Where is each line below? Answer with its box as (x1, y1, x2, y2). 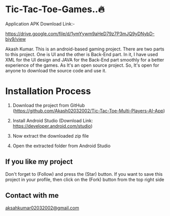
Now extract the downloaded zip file (12, 132, 89, 139)
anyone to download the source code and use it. (5, 67, 107, 73)
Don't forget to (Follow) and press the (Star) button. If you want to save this (5, 171, 163, 177)
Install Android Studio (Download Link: (12, 117, 93, 123)
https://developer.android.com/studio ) (12, 123, 93, 129)
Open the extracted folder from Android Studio (12, 143, 111, 149)
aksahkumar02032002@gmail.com (5, 205, 79, 211)
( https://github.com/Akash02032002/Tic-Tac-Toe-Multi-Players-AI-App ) (12, 107, 165, 114)
